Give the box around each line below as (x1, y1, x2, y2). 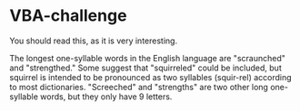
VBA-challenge (9, 5, 127, 26)
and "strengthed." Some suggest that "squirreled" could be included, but (9, 62, 282, 73)
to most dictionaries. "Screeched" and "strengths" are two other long (9, 81, 268, 92)
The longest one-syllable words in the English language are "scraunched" (9, 52, 286, 63)
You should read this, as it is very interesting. (9, 35, 178, 46)
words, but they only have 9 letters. (40, 91, 173, 102)
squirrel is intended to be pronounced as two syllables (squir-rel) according (9, 71, 293, 82)
